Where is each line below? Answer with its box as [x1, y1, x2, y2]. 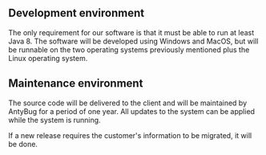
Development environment [8, 6, 145, 20]
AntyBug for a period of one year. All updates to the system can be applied [8, 106, 255, 116]
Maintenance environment [8, 76, 143, 91]
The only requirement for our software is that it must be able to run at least [8, 27, 255, 37]
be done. [8, 139, 38, 149]
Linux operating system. [8, 53, 88, 63]
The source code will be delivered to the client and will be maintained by [8, 98, 248, 108]
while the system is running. [8, 115, 102, 124]
